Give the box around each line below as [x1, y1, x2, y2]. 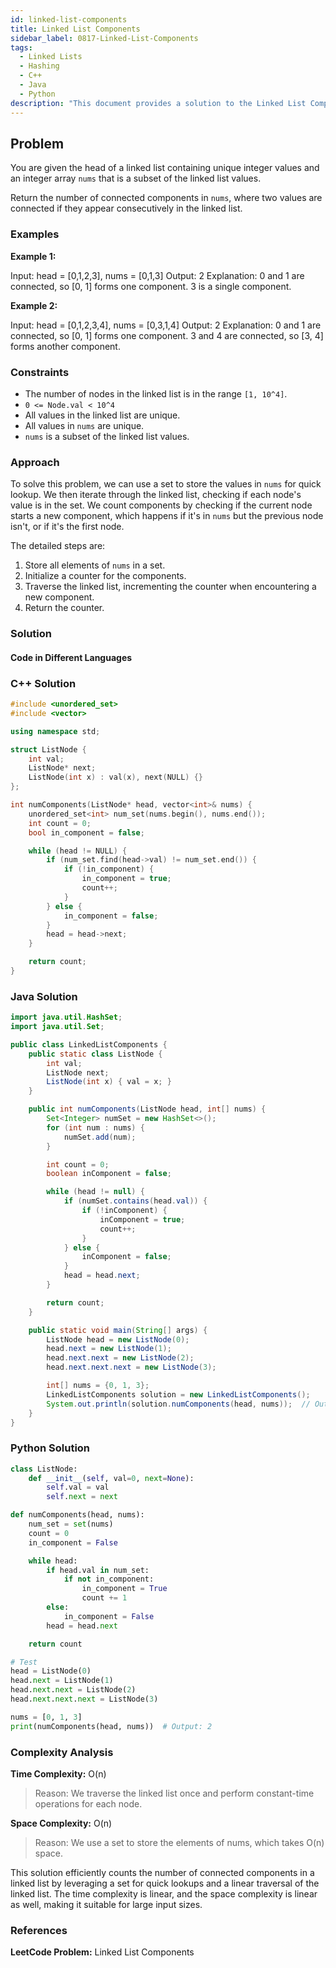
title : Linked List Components [10, 24, 141, 34]
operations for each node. [34, 1798, 143, 1810]
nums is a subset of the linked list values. [24, 430, 190, 442]
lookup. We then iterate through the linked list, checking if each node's [10, 489, 302, 501]
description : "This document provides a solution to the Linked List [10, 98, 307, 108]
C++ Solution [10, 676, 77, 690]
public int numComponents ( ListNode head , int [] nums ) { [28, 1104, 267, 1115]
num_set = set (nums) [28, 1519, 114, 1530]
